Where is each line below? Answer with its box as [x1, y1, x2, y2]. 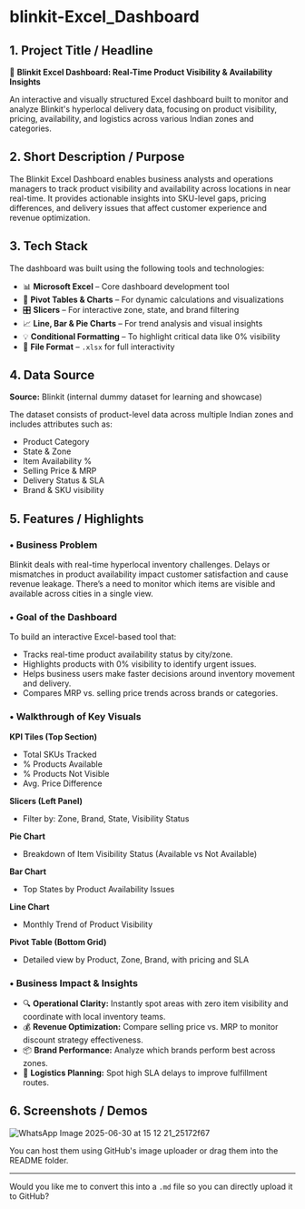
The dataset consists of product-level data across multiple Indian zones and [9, 409, 294, 420]
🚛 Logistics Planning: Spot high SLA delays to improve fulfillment [22, 1067, 268, 1079]
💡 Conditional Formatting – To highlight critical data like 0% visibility [22, 330, 280, 342]
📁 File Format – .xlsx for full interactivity [22, 341, 175, 352]
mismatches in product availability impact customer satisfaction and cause [9, 569, 289, 579]
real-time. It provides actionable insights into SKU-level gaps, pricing [9, 193, 267, 204]
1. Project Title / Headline [9, 43, 153, 58]
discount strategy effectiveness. [22, 1034, 143, 1045]
